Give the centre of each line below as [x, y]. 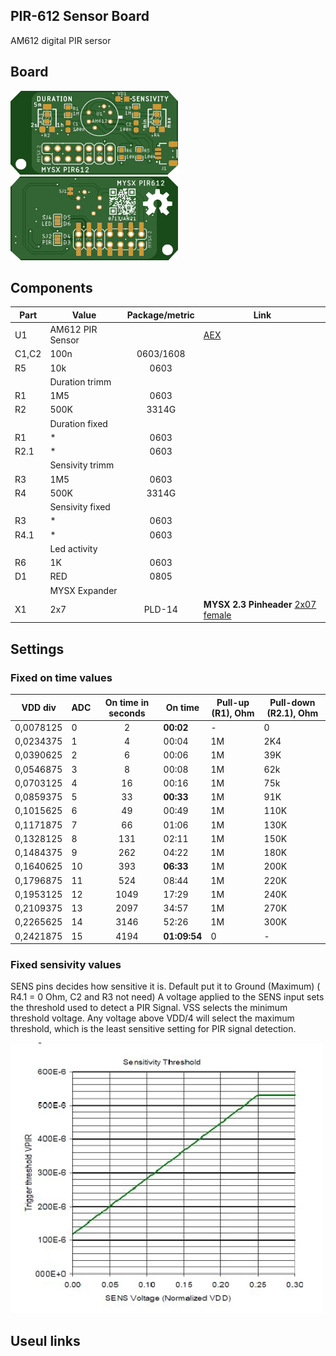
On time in [127, 702]
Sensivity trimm [82, 465]
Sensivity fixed [80, 507]
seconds [127, 713]
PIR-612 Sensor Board [80, 16]
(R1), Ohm [233, 713]
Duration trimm [80, 381]
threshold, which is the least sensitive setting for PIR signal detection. [153, 1029]
